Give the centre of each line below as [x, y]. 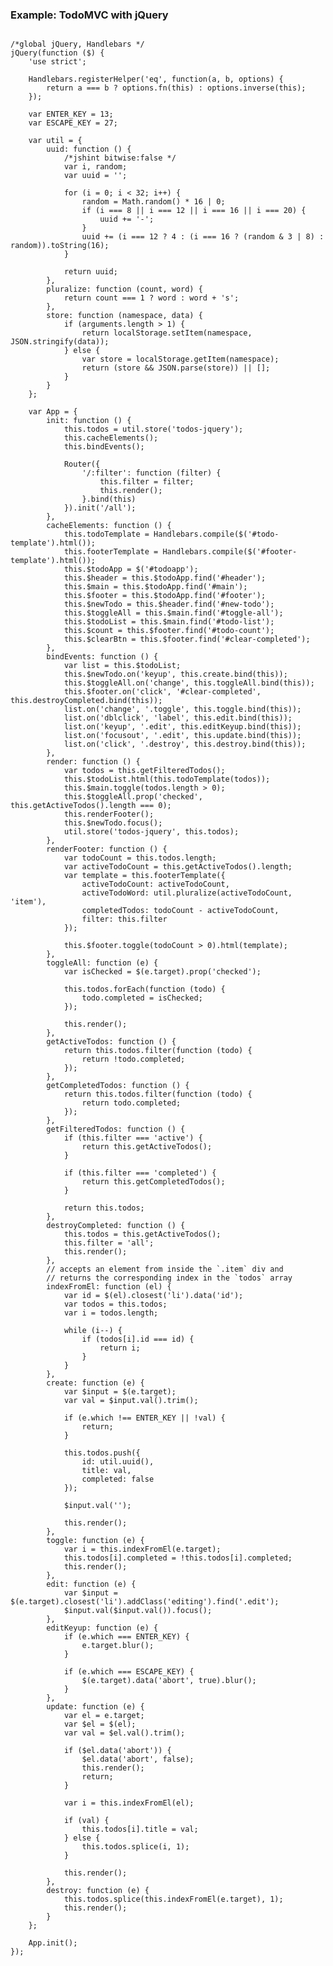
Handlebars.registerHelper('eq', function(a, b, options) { [156, 79]
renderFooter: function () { [107, 849]
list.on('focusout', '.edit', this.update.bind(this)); [182, 736]
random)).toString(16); [60, 246]
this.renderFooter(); [109, 814]
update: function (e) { [95, 1707]
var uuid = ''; [95, 176]
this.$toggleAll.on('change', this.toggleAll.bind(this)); [189, 683]
